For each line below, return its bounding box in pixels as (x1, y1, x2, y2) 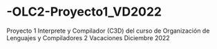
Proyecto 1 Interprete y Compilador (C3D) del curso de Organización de (6, 27, 210, 35)
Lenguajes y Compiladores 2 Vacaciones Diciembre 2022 (6, 33, 170, 42)
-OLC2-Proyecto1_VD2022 (6, 4, 162, 20)
